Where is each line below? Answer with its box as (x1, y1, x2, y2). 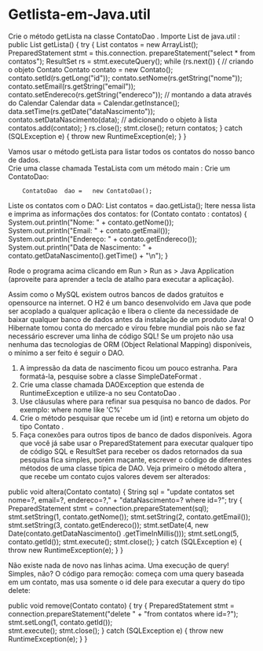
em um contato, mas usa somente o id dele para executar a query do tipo (8, 577, 246, 587)
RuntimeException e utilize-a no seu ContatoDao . (19, 388, 181, 397)
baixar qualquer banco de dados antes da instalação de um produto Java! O (8, 314, 254, 324)
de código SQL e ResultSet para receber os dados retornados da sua (19, 446, 243, 456)
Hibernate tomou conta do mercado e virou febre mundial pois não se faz (8, 323, 246, 332)
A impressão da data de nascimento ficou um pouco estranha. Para (19, 363, 238, 372)
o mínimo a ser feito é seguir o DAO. (8, 348, 125, 357)
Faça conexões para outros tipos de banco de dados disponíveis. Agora (19, 430, 253, 439)
